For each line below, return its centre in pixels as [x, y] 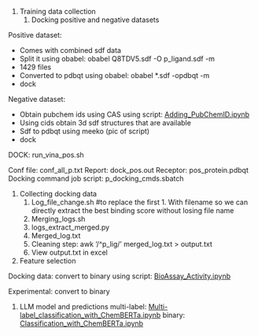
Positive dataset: [35, 35]
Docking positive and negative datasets [95, 20]
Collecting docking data [58, 194]
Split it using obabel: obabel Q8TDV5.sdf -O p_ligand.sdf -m [117, 59]
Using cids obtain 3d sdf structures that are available [105, 123]
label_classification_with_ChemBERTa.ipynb [90, 315]
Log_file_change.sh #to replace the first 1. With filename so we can [140, 202]
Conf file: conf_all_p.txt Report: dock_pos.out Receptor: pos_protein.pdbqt [129, 170]
